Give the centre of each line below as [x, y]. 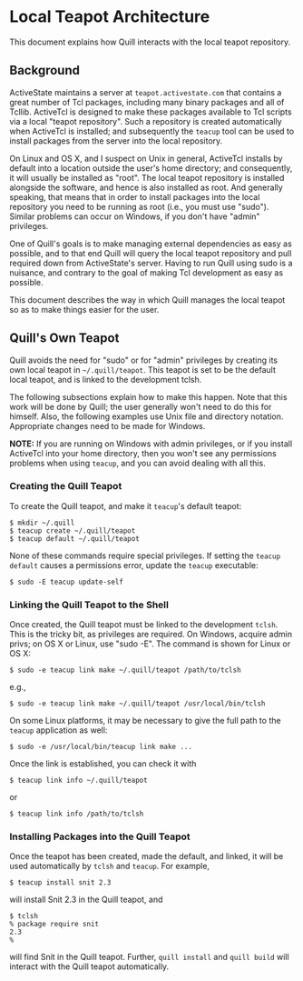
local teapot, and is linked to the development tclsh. [106, 379]
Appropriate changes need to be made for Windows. [108, 425]
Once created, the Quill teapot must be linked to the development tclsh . [144, 625]
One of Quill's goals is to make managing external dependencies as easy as [151, 244]
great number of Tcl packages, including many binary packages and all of [147, 102]
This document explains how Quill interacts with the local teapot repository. [150, 42]
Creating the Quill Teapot [66, 486]
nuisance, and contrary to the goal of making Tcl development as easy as [147, 272]
